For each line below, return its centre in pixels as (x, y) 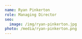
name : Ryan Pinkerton (27, 10)
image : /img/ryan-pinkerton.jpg (43, 24)
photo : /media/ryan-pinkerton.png (41, 29)
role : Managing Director (31, 15)
